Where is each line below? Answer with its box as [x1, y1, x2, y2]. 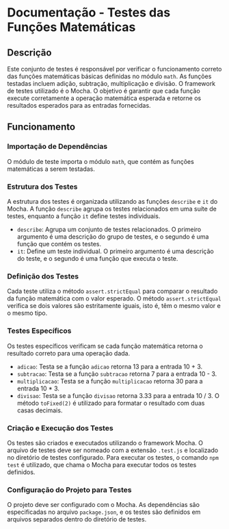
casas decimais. [16, 406, 63, 414]
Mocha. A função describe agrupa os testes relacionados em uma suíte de [7, 204, 217, 213]
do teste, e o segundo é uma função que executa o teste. [16, 254, 178, 262]
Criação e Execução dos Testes [7, 423, 114, 433]
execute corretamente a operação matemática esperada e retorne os [7, 94, 202, 102]
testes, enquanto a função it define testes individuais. [7, 211, 161, 220]
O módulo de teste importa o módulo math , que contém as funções [7, 157, 195, 165]
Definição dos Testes [7, 271, 79, 281]
